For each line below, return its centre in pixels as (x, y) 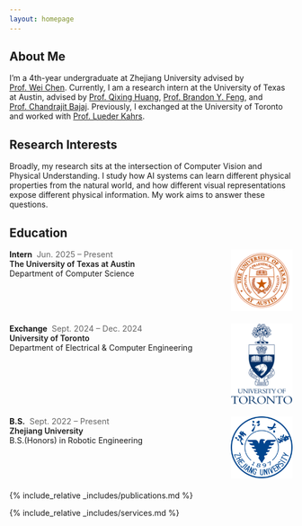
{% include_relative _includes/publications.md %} (101, 495)
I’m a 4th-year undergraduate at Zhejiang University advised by (127, 78)
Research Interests (63, 144)
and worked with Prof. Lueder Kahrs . (77, 116)
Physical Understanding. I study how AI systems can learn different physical (150, 176)
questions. (29, 205)
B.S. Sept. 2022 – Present (59, 421)
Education (39, 232)
